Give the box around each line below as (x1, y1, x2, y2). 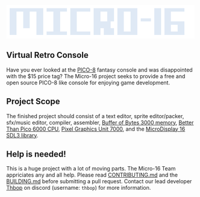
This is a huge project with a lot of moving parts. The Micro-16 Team (6, 165, 176, 172)
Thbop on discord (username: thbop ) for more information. (6, 184, 151, 192)
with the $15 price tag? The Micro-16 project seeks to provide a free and (6, 72, 186, 80)
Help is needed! (6, 149, 66, 160)
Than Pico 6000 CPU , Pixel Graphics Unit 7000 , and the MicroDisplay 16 (6, 125, 186, 133)
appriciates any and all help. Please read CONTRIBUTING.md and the (6, 171, 178, 179)
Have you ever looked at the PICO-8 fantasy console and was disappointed (6, 66, 193, 73)
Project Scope (6, 96, 60, 107)
